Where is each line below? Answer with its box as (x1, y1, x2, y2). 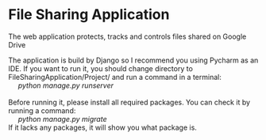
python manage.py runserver (17, 81, 114, 90)
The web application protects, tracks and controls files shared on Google (8, 32, 247, 41)
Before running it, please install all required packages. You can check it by (8, 97, 251, 107)
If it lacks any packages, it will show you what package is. (8, 123, 197, 132)
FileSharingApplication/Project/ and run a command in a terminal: (8, 72, 222, 81)
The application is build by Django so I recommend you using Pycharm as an (8, 55, 259, 65)
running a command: (8, 105, 76, 115)
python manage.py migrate (17, 114, 107, 123)
